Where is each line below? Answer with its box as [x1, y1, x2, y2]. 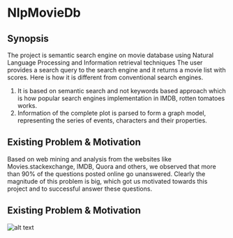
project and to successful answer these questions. [7, 184, 152, 193]
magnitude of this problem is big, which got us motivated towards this [7, 177, 208, 185]
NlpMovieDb [7, 5, 82, 21]
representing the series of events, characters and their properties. [17, 116, 207, 125]
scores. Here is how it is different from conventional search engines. [7, 73, 204, 81]
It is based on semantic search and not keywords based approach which [17, 87, 227, 95]
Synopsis [7, 33, 49, 45]
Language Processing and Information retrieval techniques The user [7, 58, 203, 67]
